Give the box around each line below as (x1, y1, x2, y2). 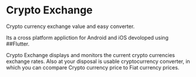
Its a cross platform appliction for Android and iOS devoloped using (6, 34, 169, 41)
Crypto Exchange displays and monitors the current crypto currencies (6, 51, 175, 58)
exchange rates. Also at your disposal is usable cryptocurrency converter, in (6, 58, 191, 65)
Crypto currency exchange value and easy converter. (6, 23, 135, 30)
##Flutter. (6, 40, 30, 47)
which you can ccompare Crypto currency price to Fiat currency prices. (6, 64, 180, 71)
